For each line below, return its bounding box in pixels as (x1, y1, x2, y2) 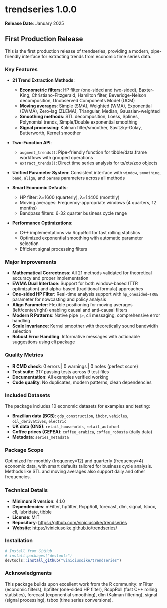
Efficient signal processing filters (19, 246, 87, 252)
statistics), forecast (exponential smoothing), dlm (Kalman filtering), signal (5, 591, 157, 598)
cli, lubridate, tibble (12, 509, 52, 515)
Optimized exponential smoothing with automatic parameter (19, 235, 143, 241)
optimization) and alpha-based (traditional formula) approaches (12, 286, 143, 292)
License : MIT (12, 514, 40, 520)
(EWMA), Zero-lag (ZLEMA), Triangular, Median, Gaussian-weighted (19, 108, 160, 114)
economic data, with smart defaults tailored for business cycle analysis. (5, 463, 152, 469)
